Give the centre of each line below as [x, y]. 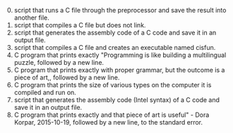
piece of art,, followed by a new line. [67, 77]
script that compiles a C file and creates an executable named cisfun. [115, 47]
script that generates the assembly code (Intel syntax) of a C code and [117, 100]
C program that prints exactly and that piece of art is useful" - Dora [112, 115]
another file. [31, 18]
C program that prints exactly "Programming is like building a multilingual [120, 55]
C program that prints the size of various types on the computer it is [113, 85]
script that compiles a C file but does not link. [80, 25]
